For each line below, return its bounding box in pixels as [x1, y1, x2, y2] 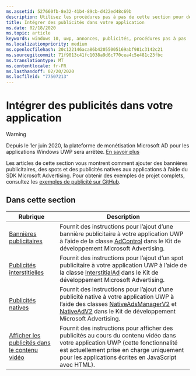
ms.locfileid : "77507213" [6, 74, 69, 80]
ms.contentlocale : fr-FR [6, 63, 66, 69]
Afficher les [9, 331, 41, 339]
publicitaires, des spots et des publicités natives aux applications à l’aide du [6, 166, 188, 173]
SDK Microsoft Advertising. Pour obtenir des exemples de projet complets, [6, 172, 185, 179]
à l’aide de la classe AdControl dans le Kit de [60, 237, 181, 245]
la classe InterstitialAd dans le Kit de [60, 268, 159, 277]
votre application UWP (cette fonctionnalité [60, 339, 178, 347]
